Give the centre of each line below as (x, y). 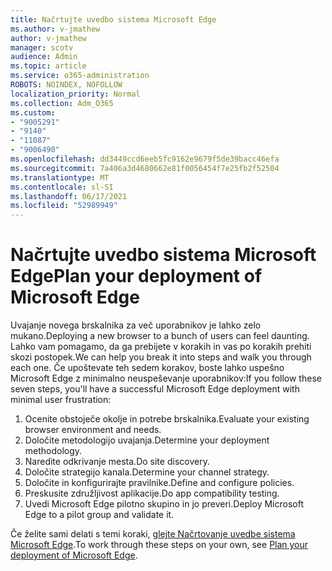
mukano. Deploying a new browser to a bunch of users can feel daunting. (160, 336)
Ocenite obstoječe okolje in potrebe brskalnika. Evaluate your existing (167, 419)
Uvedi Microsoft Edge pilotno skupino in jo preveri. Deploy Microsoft (164, 504)
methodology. (53, 451)
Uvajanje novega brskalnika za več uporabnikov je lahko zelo (136, 325)
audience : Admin (44, 57)
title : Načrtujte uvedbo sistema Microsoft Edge (113, 19)
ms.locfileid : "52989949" (64, 206)
